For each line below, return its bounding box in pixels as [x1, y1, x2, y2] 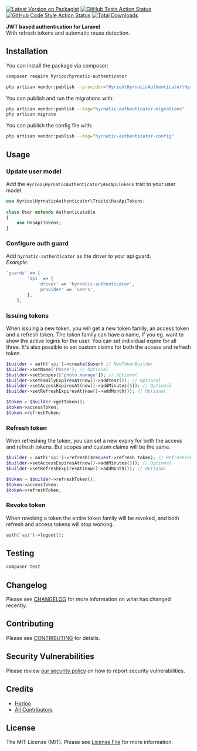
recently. [6, 602, 28, 609]
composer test [6, 564, 41, 570]
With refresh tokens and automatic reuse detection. [6, 29, 130, 36]
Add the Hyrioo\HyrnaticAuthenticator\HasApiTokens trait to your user [6, 180, 176, 187]
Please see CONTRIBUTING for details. [6, 634, 101, 641]
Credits [6, 684, 34, 694]
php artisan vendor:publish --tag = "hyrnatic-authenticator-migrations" [6, 106, 185, 112]
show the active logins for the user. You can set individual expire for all [6, 337, 177, 344]
